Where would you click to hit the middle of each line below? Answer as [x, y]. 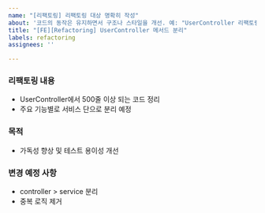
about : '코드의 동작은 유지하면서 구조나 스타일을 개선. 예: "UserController [121, 23]
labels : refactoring [42, 37]
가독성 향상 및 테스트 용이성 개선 [69, 150]
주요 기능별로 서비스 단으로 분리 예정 [75, 109]
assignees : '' [32, 45]
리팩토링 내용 [32, 81]
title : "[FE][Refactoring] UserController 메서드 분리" [98, 30]
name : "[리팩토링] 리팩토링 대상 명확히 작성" [74, 15]
